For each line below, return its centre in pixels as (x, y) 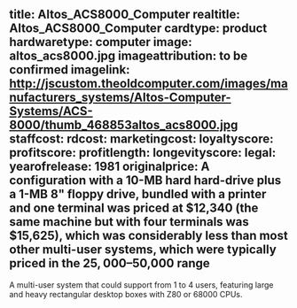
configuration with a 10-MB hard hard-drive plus (145, 181)
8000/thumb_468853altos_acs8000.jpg (124, 125)
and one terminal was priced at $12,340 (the (134, 208)
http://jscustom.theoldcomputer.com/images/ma (148, 84)
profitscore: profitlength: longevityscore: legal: (143, 153)
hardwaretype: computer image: (101, 42)
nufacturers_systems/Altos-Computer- (121, 98)
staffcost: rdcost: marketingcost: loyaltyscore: (141, 139)
